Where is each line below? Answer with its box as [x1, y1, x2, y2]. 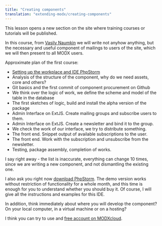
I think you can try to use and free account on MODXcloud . [5, 215, 123, 221]
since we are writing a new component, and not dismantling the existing [5, 161, 149, 167]
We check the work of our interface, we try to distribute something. [12, 126, 147, 132]
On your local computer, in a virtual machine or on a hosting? [5, 206, 127, 212]
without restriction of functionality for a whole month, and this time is [5, 181, 143, 187]
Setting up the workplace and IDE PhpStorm [12, 69, 100, 75]
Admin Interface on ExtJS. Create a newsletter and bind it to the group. [12, 120, 154, 127]
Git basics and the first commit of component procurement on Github [12, 84, 150, 90]
